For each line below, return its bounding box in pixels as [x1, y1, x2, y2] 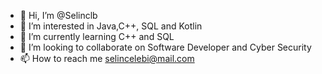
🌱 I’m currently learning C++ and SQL [19, 31, 175, 42]
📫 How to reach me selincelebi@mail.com [19, 53, 195, 64]
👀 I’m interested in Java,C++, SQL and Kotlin [19, 20, 203, 32]
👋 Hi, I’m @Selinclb [19, 10, 98, 21]
